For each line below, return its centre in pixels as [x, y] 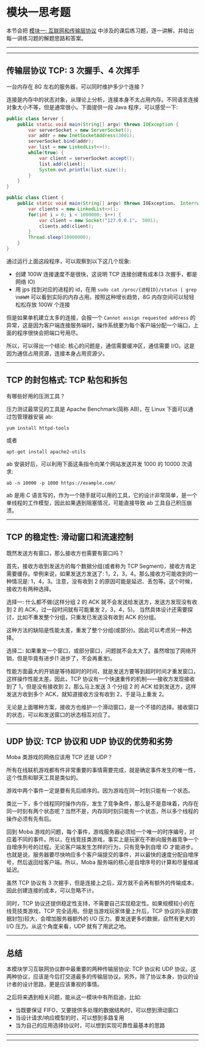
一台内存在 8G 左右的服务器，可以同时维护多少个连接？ [76, 87]
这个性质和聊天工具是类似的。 [44, 777]
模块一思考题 [39, 13]
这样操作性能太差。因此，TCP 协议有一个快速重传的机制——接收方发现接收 [101, 679]
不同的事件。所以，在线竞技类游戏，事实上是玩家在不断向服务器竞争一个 [108, 840]
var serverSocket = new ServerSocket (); [80, 130]
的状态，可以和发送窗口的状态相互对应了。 [60, 715]
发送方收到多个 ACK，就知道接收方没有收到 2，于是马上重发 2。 [87, 694]
